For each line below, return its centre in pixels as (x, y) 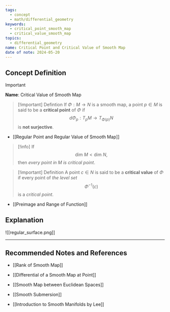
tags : (11, 10)
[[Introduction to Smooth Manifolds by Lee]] (58, 304)
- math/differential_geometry (41, 19)
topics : (13, 38)
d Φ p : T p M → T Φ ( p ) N (91, 119)
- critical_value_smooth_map (40, 33)
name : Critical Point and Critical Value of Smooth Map (65, 48)
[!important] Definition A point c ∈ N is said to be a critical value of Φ (90, 172)
